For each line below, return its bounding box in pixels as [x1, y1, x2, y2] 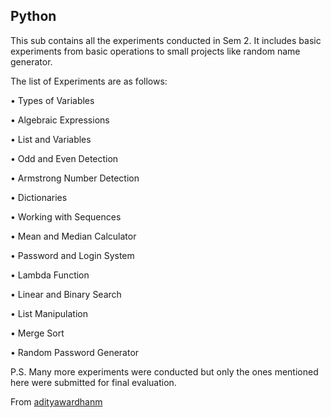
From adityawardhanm [10, 395, 103, 408]
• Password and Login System [10, 249, 135, 261]
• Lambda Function [10, 269, 90, 281]
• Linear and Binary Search [10, 288, 122, 300]
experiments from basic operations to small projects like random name [10, 45, 301, 57]
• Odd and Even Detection [10, 152, 119, 164]
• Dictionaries [10, 191, 68, 203]
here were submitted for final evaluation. [10, 376, 177, 388]
